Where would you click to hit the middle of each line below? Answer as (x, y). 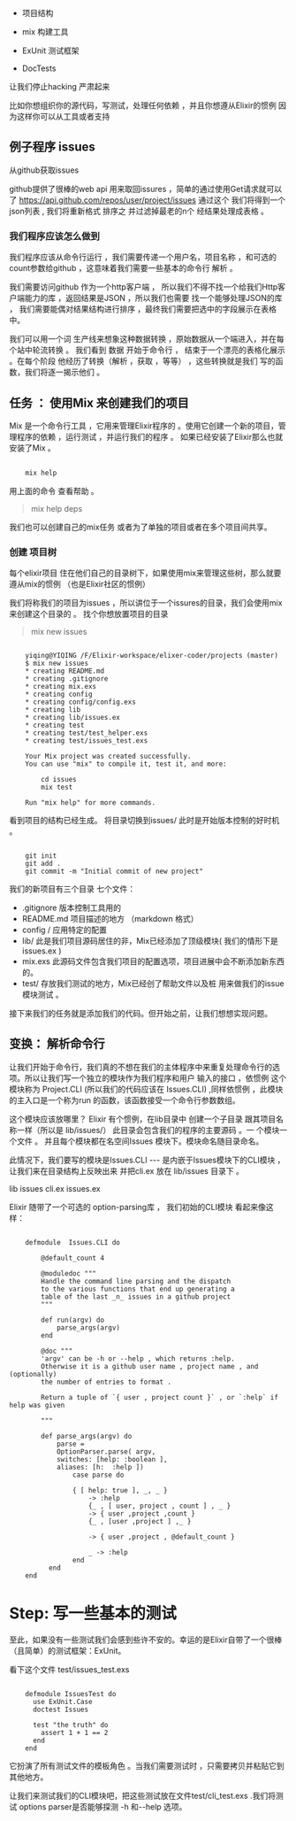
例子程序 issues (52, 147)
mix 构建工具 (45, 32)
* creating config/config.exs (81, 702)
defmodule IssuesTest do (71, 1694)
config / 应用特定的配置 (65, 930)
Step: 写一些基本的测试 (93, 1613)
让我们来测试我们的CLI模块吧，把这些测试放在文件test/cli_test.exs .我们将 (143, 1795)
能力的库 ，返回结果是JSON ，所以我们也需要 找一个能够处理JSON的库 (153, 298)
